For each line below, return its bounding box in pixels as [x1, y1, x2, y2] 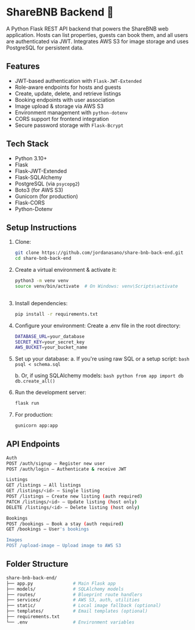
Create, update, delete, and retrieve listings [14, 89, 121, 97]
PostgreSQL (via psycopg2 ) [14, 180, 80, 187]
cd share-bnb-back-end [14, 256, 72, 262]
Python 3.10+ [14, 154, 48, 162]
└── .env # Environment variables [6, 619, 135, 625]
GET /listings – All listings [6, 482, 82, 488]
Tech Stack [6, 139, 49, 149]
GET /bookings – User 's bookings [6, 526, 89, 532]
